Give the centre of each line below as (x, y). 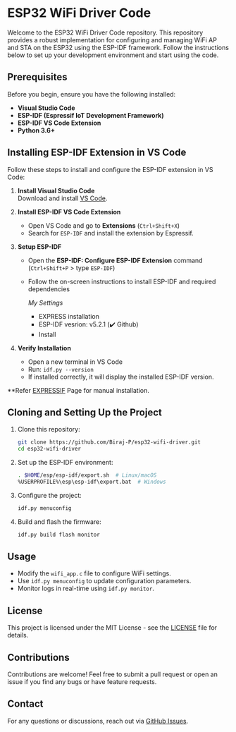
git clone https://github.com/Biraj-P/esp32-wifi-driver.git (109, 442)
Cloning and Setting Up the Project (85, 412)
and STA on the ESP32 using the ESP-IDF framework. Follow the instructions (118, 47)
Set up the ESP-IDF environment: (65, 463)
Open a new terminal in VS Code (75, 362)
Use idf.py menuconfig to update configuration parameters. (104, 581)
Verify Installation (44, 348)
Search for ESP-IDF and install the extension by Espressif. (111, 233)
